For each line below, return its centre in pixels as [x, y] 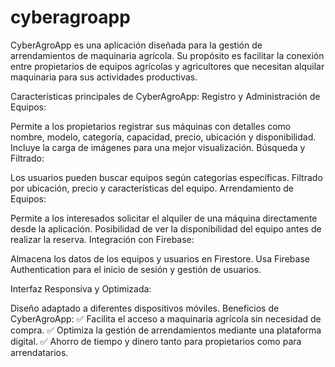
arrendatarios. [39, 352]
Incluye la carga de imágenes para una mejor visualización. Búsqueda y [158, 147]
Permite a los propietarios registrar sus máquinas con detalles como [151, 126]
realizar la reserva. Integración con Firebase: [102, 239]
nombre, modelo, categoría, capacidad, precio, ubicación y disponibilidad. [163, 137]
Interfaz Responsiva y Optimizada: [81, 288]
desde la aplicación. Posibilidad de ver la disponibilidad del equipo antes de [166, 228]
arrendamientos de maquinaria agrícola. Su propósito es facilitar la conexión [167, 55]
